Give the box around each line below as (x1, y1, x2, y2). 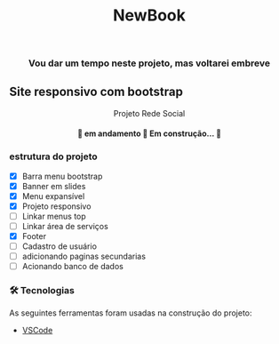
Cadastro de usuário (21, 241, 98, 252)
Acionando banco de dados (21, 261, 124, 272)
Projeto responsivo (21, 201, 92, 212)
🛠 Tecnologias (9, 284, 76, 297)
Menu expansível (21, 190, 85, 201)
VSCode (21, 325, 53, 336)
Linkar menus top (21, 211, 86, 221)
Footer (21, 230, 47, 241)
